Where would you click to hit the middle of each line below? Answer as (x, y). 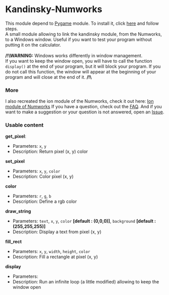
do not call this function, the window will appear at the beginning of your (81, 71)
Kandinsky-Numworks (54, 9)
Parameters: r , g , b (32, 196)
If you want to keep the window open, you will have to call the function (79, 61)
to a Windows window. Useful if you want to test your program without (78, 39)
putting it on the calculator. (33, 45)
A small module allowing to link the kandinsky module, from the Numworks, (83, 34)
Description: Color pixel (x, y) (43, 176)
